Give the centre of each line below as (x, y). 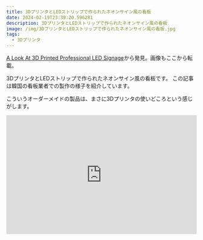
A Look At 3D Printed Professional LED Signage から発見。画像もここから (97, 58)
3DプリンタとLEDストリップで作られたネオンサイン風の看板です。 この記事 (100, 78)
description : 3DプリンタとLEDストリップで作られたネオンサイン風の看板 (87, 23)
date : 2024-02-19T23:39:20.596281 (50, 18)
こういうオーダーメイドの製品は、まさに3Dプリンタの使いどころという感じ (100, 99)
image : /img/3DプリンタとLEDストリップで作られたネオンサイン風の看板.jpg (91, 29)
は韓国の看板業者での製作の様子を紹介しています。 (69, 86)
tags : (13, 34)
